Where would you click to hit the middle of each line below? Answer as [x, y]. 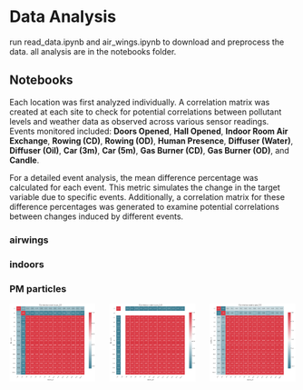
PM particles [38, 288]
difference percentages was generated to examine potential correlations [144, 206]
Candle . [24, 160]
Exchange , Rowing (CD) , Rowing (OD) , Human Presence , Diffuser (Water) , [151, 140]
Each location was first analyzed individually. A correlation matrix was [140, 102]
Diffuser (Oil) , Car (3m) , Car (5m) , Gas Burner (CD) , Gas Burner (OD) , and [150, 150]
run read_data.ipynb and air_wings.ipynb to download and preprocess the [147, 42]
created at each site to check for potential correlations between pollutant [146, 112]
